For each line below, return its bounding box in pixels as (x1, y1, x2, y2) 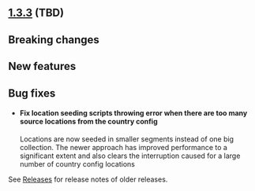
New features (8, 60, 77, 73)
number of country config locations (19, 159, 136, 168)
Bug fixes (8, 86, 56, 100)
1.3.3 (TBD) (8, 6, 65, 20)
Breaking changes (8, 33, 100, 46)
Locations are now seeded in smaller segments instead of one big (19, 134, 234, 144)
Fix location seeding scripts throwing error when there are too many (19, 108, 248, 118)
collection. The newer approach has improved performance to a (19, 142, 227, 152)
